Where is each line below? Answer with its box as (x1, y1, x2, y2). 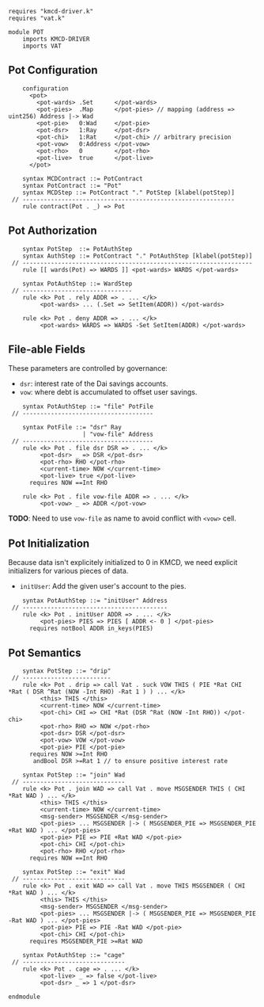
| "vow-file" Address (82, 430, 154, 439)
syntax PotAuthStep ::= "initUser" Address (22, 597, 168, 605)
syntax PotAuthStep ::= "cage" (22, 952, 126, 959)
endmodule (8, 993, 41, 1001)
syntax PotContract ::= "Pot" (22, 181, 123, 189)
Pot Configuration (8, 63, 98, 77)
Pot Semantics (8, 646, 81, 659)
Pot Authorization (8, 224, 97, 238)
